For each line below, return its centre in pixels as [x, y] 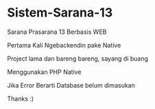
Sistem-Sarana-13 [60, 13]
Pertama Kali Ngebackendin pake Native [64, 45]
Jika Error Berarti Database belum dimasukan [71, 85]
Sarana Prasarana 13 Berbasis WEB [57, 32]
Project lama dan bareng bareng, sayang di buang [78, 58]
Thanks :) [21, 99]
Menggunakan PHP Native [44, 72]
